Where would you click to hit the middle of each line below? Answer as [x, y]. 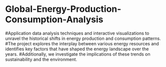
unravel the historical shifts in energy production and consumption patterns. [83, 38]
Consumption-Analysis [54, 19]
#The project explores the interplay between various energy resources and [82, 43]
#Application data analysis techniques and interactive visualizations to [77, 33]
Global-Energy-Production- [63, 9]
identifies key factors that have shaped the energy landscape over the [77, 49]
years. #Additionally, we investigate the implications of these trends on [78, 54]
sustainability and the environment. [41, 59]
